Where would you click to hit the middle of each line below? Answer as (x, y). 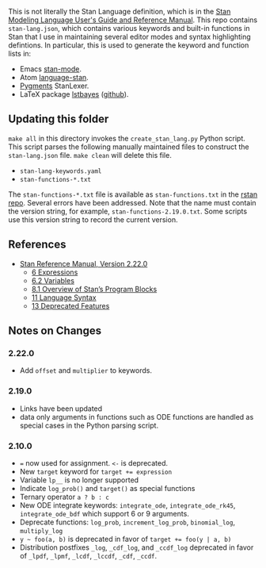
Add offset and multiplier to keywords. (86, 370)
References (37, 245)
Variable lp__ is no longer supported (79, 480)
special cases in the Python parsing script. (89, 425)
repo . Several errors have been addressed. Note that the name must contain (132, 202)
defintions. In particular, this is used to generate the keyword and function (129, 45)
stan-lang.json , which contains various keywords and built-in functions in (129, 28)
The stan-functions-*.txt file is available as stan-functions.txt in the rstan (133, 194)
